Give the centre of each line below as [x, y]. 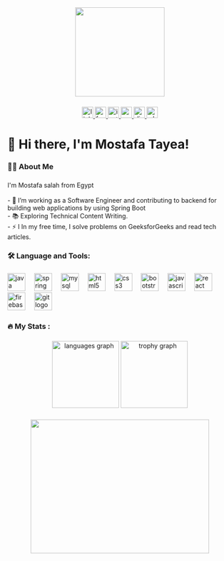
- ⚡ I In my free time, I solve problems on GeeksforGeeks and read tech [112, 226]
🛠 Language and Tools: [49, 256]
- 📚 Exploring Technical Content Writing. [68, 216]
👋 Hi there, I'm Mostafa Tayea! [98, 145]
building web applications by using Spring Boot [77, 208]
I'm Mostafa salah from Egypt [51, 185]
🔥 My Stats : [29, 326]
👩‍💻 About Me [30, 167]
